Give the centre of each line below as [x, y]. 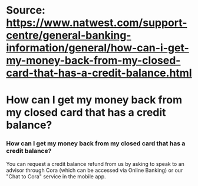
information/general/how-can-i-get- [98, 48]
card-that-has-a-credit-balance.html [99, 73]
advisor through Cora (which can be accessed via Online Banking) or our [95, 170]
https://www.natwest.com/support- [97, 23]
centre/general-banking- [69, 35]
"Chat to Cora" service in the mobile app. [56, 176]
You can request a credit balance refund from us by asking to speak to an [95, 164]
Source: [26, 10]
